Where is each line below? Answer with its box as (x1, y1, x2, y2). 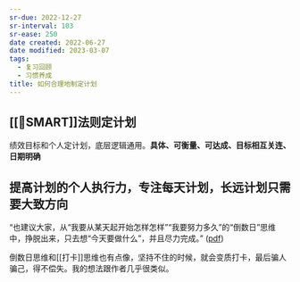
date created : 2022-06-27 (9, 37, 105, 47)
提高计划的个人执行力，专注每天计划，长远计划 (9, 179, 268, 195)
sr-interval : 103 (9, 21, 74, 30)
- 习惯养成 (17, 71, 53, 80)
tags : (9, 54, 29, 63)
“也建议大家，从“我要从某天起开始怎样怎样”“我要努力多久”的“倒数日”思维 (9, 222, 277, 233)
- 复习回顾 (17, 63, 53, 72)
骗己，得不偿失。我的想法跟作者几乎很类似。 (9, 263, 174, 274)
